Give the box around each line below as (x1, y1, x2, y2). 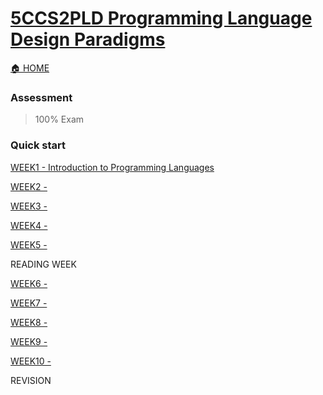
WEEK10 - (10, 355, 52, 367)
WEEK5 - (10, 238, 48, 251)
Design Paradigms (10, 28, 166, 51)
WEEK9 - (10, 335, 48, 347)
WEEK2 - (10, 180, 48, 192)
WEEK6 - (10, 277, 48, 289)
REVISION (10, 374, 52, 386)
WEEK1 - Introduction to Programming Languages (10, 161, 215, 173)
